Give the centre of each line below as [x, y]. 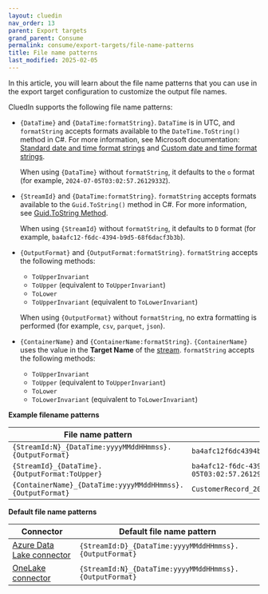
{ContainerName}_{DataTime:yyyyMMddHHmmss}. [98, 485]
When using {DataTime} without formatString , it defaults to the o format [137, 172]
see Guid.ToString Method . [64, 213]
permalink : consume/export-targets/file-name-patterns [101, 46]
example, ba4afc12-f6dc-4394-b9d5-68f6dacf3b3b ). [102, 237]
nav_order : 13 [32, 23]
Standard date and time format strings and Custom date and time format [138, 148]
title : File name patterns [53, 53]
